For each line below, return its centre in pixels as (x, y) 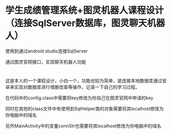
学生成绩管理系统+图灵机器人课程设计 (85, 10)
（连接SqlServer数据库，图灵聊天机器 (85, 23)
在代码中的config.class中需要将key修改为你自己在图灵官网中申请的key (79, 98)
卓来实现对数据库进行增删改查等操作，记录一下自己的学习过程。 (72, 87)
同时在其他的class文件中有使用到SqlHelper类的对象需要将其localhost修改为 (84, 109)
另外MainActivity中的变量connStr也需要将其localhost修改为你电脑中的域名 (83, 126)
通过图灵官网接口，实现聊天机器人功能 (46, 62)
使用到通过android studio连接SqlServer (47, 51)
